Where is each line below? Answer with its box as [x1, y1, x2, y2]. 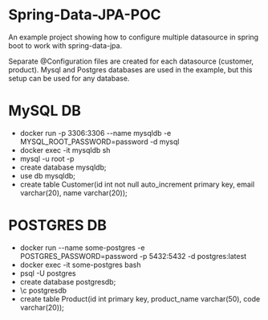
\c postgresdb [19, 285, 67, 295]
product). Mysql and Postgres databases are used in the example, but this [8, 64, 253, 74]
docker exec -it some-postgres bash [19, 260, 141, 269]
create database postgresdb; [19, 277, 116, 286]
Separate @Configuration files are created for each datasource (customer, [8, 56, 254, 66]
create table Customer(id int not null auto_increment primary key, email [19, 179, 255, 189]
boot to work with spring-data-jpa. [8, 40, 123, 50]
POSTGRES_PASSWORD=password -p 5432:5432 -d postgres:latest [19, 251, 247, 261]
